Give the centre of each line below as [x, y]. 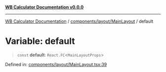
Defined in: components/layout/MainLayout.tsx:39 [56, 64]
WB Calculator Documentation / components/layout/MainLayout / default [79, 21]
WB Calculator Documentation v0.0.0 [44, 7]
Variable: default [40, 41]
